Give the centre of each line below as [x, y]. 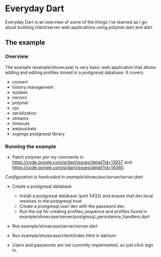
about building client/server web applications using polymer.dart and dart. [79, 27]
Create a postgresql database [42, 186]
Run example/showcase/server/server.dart [55, 226]
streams [20, 118]
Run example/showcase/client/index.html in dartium [64, 236]
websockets [24, 128]
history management [33, 87]
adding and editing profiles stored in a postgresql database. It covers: [75, 72]
